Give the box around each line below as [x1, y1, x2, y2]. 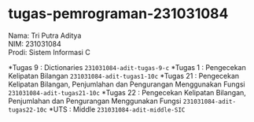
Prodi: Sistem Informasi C [8, 47, 90, 57]
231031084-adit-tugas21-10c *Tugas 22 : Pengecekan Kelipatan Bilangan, [8, 87, 246, 97]
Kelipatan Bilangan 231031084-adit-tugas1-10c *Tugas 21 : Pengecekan [8, 71, 240, 80]
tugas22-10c [8, 105, 47, 114]
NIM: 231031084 [8, 39, 61, 48]
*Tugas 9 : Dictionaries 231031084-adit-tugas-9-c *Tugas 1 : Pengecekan [8, 62, 246, 72]
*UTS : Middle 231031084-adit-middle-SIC [48, 104, 186, 114]
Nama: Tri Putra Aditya [8, 31, 82, 40]
